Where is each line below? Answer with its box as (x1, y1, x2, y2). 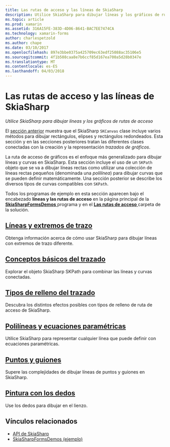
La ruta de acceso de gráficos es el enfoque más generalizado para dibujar (5, 154, 162, 160)
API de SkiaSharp (12, 430, 49, 436)
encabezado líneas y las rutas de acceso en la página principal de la (5, 196, 149, 202)
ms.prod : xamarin (5, 21, 42, 27)
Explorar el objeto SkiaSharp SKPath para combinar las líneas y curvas (5, 268, 152, 274)
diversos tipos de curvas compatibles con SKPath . (5, 180, 109, 187)
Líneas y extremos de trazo (5, 221, 93, 230)
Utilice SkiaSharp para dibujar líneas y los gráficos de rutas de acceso (5, 118, 153, 124)
